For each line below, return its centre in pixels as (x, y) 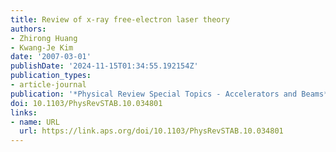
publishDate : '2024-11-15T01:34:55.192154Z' (104, 66)
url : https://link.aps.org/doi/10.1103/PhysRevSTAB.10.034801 (151, 131)
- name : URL (35, 122)
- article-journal (48, 85)
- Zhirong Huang (44, 38)
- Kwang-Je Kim (42, 47)
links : (24, 112)
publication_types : (51, 76)
